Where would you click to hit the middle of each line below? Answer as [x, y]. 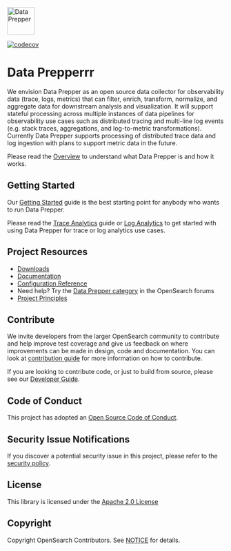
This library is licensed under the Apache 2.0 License [83, 501]
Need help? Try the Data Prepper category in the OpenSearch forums [116, 290]
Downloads [33, 268]
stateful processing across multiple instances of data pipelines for [101, 113]
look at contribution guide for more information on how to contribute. [105, 358]
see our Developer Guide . [43, 379]
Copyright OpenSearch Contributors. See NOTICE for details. [94, 540]
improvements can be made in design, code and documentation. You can [111, 351]
